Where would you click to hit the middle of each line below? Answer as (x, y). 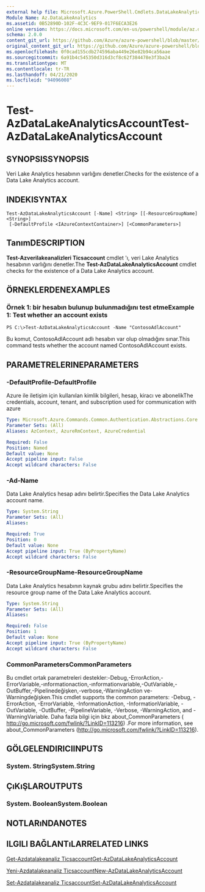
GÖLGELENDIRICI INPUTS (55, 749)
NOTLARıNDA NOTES (47, 823)
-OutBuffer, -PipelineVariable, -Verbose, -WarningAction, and (115, 710)
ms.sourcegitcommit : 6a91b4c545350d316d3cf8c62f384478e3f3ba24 (88, 58)
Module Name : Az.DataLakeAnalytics (52, 18)
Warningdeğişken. (29, 697)
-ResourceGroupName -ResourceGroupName (75, 573)
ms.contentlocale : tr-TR (38, 69)
